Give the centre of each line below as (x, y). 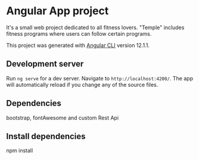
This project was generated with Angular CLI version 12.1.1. (78, 45)
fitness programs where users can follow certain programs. (79, 33)
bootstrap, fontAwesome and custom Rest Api (63, 118)
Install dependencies (46, 136)
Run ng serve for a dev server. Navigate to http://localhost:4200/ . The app (100, 78)
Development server (45, 64)
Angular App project (57, 11)
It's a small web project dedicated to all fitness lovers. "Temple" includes (95, 27)
